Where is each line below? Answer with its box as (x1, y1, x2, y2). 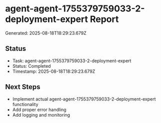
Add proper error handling (12, 107, 66, 113)
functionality (12, 101, 38, 107)
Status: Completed (12, 63, 51, 69)
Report (89, 13, 119, 25)
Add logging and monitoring (12, 112, 70, 118)
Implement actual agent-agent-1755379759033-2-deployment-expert (12, 96, 156, 102)
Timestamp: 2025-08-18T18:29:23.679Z (12, 68, 95, 74)
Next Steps (5, 83, 40, 91)
